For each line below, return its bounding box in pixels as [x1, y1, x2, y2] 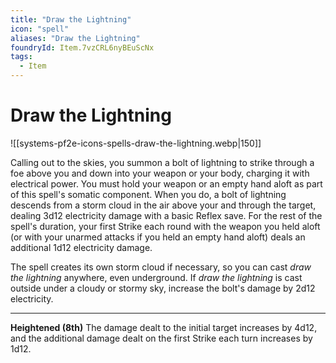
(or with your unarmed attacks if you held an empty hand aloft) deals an [10, 231, 306, 243]
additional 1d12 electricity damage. [10, 241, 153, 253]
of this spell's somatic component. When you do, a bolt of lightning [10, 188, 287, 200]
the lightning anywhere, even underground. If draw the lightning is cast [10, 271, 303, 283]
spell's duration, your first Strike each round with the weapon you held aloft [10, 220, 321, 232]
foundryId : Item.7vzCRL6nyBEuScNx [10, 42, 155, 53]
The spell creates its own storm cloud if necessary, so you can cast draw [10, 261, 312, 273]
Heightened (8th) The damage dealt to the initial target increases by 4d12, [10, 321, 318, 333]
